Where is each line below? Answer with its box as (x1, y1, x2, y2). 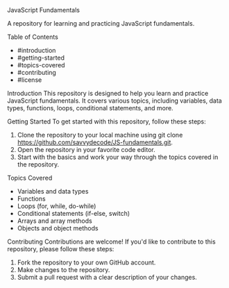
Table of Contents (7, 33, 59, 41)
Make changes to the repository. (17, 266, 110, 273)
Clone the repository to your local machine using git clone (17, 131, 183, 139)
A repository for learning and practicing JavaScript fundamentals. (7, 19, 195, 27)
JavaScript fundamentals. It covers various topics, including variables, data (7, 96, 222, 105)
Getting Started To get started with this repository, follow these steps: (7, 117, 206, 126)
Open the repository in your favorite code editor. (17, 146, 155, 153)
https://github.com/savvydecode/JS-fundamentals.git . (17, 138, 173, 146)
